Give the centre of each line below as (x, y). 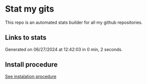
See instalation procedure (31, 76)
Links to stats (26, 38)
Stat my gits (30, 9)
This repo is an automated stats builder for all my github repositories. (74, 22)
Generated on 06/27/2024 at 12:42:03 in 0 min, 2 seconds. (64, 49)
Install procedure (31, 65)
